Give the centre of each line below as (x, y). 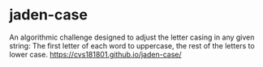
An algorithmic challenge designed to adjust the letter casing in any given (132, 37)
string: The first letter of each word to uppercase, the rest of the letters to (132, 45)
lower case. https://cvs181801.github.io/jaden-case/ (95, 54)
